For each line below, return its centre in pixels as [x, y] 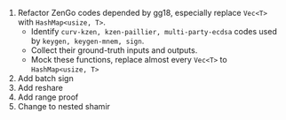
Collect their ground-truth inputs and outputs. [114, 50]
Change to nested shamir [64, 106]
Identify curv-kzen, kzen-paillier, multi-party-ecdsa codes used [154, 31]
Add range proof [48, 97]
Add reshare [40, 88]
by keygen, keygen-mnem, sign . [87, 41]
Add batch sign [45, 78]
